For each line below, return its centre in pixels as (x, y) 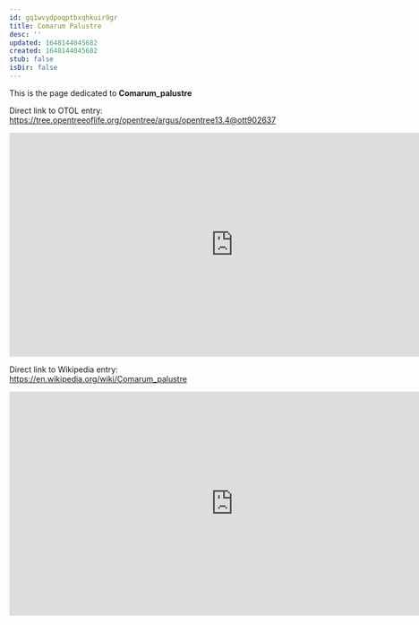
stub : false (31, 59)
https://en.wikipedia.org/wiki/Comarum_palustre (98, 378)
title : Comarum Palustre (56, 26)
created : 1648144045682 (54, 51)
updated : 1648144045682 (54, 43)
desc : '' (26, 34)
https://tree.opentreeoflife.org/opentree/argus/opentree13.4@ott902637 (143, 120)
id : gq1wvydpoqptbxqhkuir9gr (64, 17)
